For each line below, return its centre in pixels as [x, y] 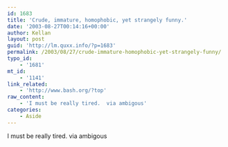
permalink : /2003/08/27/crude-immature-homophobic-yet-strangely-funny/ [114, 52]
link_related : [28, 84]
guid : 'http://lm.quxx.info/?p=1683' [62, 46]
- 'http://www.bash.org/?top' [63, 90]
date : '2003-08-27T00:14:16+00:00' [59, 26]
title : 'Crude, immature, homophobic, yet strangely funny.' [97, 20]
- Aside [30, 116]
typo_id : [20, 59]
